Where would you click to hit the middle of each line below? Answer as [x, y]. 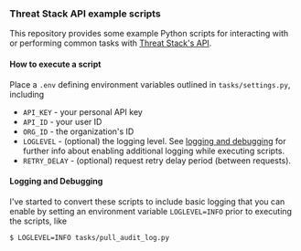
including [27, 94]
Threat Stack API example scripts [86, 14]
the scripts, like [38, 221]
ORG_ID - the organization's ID [78, 131]
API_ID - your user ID [62, 121]
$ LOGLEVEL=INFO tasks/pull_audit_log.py [90, 237]
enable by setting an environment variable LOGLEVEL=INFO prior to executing [151, 211]
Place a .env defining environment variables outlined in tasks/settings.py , [150, 84]
